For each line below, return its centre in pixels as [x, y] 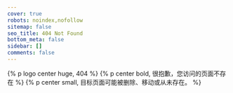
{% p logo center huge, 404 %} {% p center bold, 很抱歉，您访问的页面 [111, 73]
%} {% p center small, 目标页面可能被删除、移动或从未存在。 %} [108, 82]
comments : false [31, 53]
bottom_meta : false [36, 40]
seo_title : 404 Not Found [45, 33]
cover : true [25, 14]
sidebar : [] [25, 46]
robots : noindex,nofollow [45, 20]
